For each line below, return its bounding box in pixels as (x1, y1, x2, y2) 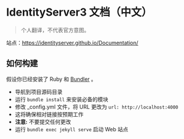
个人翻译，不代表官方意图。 (20, 26, 90, 34)
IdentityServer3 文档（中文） (6, 5, 153, 19)
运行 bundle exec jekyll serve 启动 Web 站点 (14, 125, 129, 132)
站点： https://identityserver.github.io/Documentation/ (6, 39, 139, 46)
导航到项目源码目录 (14, 88, 63, 95)
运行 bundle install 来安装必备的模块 (14, 95, 108, 102)
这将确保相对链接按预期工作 (14, 110, 84, 117)
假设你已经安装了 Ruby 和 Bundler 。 (6, 75, 97, 83)
